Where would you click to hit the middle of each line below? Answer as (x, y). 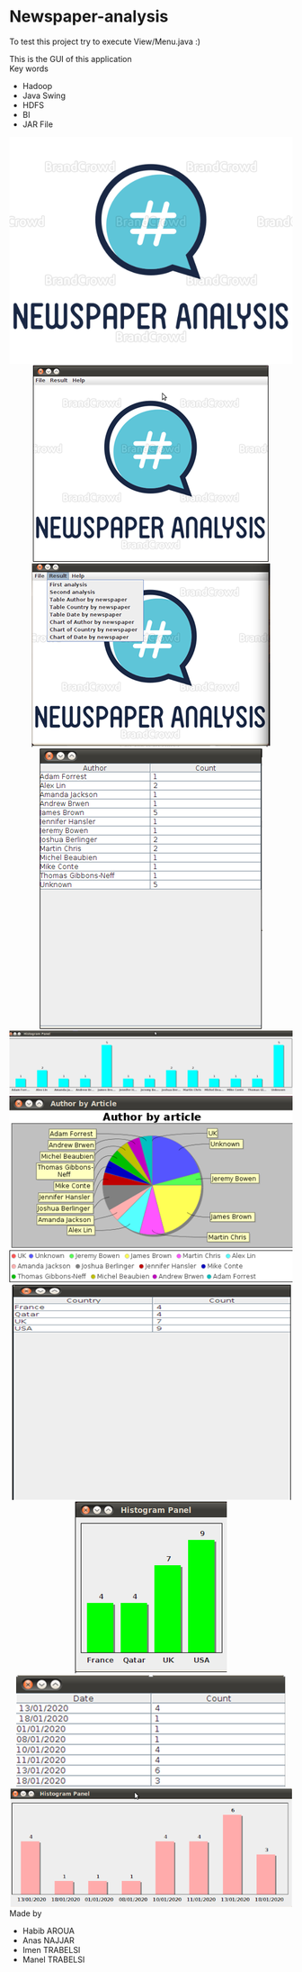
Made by (26, 1913)
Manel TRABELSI (53, 1959)
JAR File (38, 124)
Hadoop (37, 86)
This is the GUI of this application (71, 59)
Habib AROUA (48, 1931)
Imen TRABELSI (51, 1949)
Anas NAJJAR (48, 1940)
